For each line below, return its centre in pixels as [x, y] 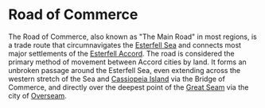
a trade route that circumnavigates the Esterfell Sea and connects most [125, 44]
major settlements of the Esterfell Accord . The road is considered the [121, 53]
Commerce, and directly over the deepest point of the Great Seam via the [129, 87]
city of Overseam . [38, 95]
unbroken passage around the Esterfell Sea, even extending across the [125, 70]
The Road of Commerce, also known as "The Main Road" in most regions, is [132, 37]
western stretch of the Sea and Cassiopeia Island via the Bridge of [117, 79]
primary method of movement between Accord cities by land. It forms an [127, 62]
